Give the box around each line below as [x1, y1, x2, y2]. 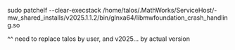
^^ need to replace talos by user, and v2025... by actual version [7, 35, 190, 43]
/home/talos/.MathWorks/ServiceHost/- [102, 6, 217, 14]
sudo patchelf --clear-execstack [7, 6, 102, 14]
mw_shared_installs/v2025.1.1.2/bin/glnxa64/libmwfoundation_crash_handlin [7, 13, 229, 22]
